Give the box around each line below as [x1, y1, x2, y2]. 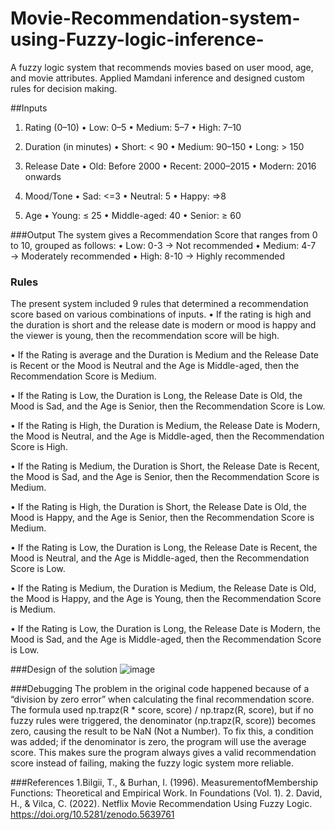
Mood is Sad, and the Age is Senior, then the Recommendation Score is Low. [10, 400, 326, 412]
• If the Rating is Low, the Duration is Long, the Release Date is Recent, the [10, 542, 318, 554]
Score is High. [10, 441, 68, 453]
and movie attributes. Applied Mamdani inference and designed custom [10, 72, 305, 84]
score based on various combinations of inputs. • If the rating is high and [10, 308, 312, 321]
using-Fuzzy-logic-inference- [10, 28, 265, 51]
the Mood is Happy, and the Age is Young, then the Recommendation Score [10, 593, 322, 605]
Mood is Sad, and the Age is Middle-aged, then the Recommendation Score [10, 633, 322, 646]
